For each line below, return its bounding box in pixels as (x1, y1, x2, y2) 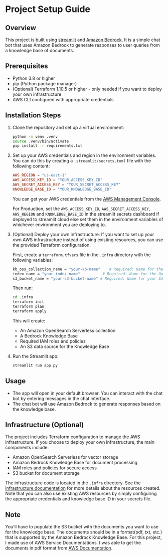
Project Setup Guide (5, 4, 91, 15)
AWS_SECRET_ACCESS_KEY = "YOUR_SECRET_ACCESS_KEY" (12, 182, 121, 187)
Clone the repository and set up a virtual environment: (12, 124, 124, 130)
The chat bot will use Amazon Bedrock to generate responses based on (12, 401, 161, 407)
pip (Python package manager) (12, 80, 77, 86)
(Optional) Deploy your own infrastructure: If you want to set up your (12, 231, 154, 237)
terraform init (12, 299, 45, 304)
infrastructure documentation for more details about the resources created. (5, 485, 160, 491)
